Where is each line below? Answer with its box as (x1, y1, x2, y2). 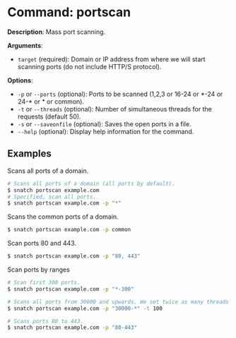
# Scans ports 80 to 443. (7, 318, 83, 325)
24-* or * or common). (17, 97, 85, 106)
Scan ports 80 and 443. (7, 239, 76, 248)
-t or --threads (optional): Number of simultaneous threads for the (17, 104, 212, 113)
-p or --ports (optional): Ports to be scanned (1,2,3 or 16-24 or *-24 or (17, 90, 223, 98)
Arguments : (7, 41, 44, 49)
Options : (7, 76, 33, 85)
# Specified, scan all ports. (7, 193, 97, 200)
